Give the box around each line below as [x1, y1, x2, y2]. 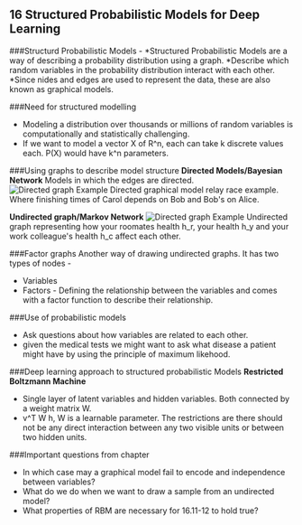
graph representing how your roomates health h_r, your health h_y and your [9, 220, 289, 231]
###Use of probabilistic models [9, 312, 126, 323]
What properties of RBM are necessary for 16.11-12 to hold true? [22, 505, 259, 516]
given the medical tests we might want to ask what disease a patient [22, 339, 277, 350]
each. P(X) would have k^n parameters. [22, 147, 169, 158]
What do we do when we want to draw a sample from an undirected [22, 485, 275, 496]
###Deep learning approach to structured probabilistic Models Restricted [9, 366, 284, 377]
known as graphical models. [9, 83, 114, 94]
